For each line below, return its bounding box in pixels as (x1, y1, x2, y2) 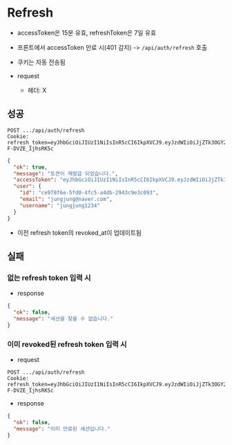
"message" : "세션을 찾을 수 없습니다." (13, 315, 114, 322)
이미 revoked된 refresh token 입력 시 (7, 339, 127, 349)
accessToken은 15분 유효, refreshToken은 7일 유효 (17, 28, 157, 37)
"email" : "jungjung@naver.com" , (19, 196, 113, 202)
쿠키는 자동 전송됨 (17, 57, 66, 66)
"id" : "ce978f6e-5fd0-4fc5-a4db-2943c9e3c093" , (19, 189, 159, 196)
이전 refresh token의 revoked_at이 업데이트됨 (17, 228, 142, 236)
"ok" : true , (13, 164, 48, 171)
